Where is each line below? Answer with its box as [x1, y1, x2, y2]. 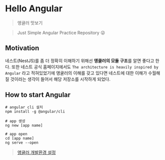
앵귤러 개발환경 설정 [17, 149, 56, 155]
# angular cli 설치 [5, 104, 43, 110]
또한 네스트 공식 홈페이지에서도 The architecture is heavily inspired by [11, 64, 159, 69]
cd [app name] [5, 136, 35, 141]
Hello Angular [5, 3, 63, 14]
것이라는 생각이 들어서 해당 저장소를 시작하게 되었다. [10, 76, 111, 82]
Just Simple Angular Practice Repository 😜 [17, 30, 105, 35]
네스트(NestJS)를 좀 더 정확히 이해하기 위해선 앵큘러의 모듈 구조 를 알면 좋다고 [5, 58, 155, 64]
